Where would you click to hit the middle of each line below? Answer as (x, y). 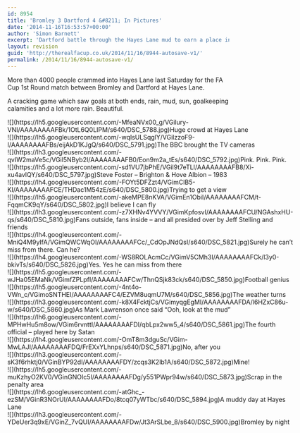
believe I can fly (133, 205)
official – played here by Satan (51, 331)
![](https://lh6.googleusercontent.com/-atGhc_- (76, 391)
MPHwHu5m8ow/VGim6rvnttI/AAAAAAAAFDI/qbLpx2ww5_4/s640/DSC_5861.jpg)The (132, 324)
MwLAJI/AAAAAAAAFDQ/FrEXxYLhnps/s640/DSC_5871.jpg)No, (100, 347)
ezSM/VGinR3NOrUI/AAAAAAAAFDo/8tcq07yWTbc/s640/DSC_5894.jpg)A (116, 399)
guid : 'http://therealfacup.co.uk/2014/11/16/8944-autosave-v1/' (105, 54)
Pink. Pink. (271, 159)
